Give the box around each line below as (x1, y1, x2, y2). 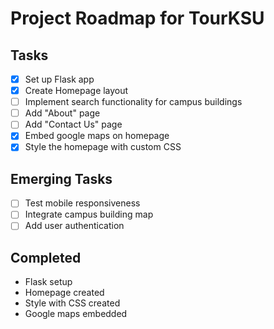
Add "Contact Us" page (24, 118, 123, 131)
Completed (10, 249, 82, 266)
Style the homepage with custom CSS (24, 141, 182, 153)
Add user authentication (24, 220, 125, 232)
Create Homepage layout (24, 85, 129, 97)
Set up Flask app (24, 73, 95, 85)
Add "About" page (24, 107, 101, 119)
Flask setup (24, 276, 73, 288)
